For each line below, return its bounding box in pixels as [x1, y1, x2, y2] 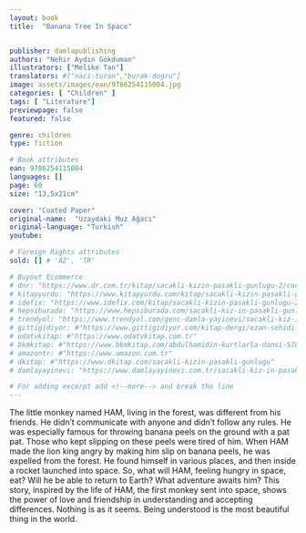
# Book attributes [9, 156, 79, 165]
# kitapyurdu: [9, 289, 64, 299]
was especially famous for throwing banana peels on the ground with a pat [9, 426, 290, 437]
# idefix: [9, 298, 47, 307]
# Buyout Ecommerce [9, 272, 84, 282]
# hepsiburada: [9, 306, 67, 315]
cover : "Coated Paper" [9, 206, 96, 215]
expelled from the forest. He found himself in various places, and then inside [9, 456, 296, 466]
